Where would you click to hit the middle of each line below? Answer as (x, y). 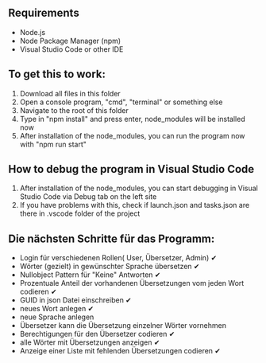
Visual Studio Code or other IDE (71, 49)
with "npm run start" (53, 144)
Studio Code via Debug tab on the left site (88, 197)
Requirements (44, 13)
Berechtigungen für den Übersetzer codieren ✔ (97, 334)
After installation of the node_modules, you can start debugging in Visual (139, 188)
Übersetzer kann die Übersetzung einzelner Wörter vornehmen (123, 326)
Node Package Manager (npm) (70, 41)
